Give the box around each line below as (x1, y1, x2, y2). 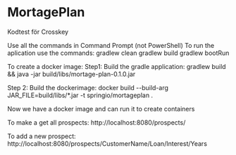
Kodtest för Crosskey (7, 27, 69, 36)
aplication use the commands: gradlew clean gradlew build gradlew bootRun (7, 49, 230, 57)
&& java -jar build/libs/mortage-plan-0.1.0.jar (7, 70, 136, 78)
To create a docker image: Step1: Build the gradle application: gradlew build (7, 62, 227, 70)
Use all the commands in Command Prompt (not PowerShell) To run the (7, 41, 215, 49)
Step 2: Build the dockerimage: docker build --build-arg (7, 83, 169, 92)
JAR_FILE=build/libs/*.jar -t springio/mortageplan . (7, 91, 154, 99)
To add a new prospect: (7, 132, 76, 140)
